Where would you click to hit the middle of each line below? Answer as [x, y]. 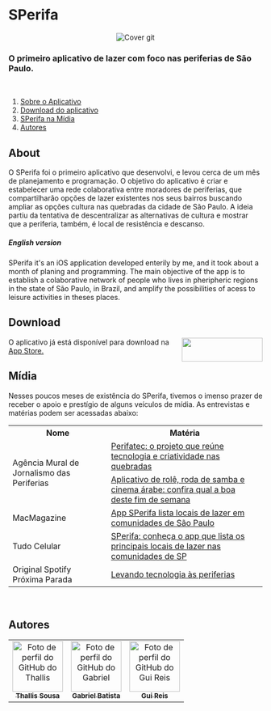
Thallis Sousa [38, 696]
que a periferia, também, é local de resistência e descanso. [107, 224]
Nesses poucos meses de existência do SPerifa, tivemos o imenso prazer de [135, 396]
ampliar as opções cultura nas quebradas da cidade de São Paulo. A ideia [131, 207]
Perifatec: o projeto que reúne [167, 446]
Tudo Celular [37, 546]
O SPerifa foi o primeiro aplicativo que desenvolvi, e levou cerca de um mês [134, 172]
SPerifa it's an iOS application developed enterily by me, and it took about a [134, 263]
